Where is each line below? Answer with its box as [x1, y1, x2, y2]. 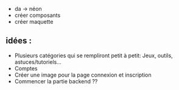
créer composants [14, 12, 61, 19]
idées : [5, 36, 32, 46]
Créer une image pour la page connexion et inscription [14, 71, 152, 78]
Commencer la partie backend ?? [14, 77, 98, 85]
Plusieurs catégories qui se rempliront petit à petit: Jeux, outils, [14, 52, 173, 59]
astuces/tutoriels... [14, 58, 62, 66]
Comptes [14, 64, 38, 72]
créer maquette [14, 18, 54, 25]
